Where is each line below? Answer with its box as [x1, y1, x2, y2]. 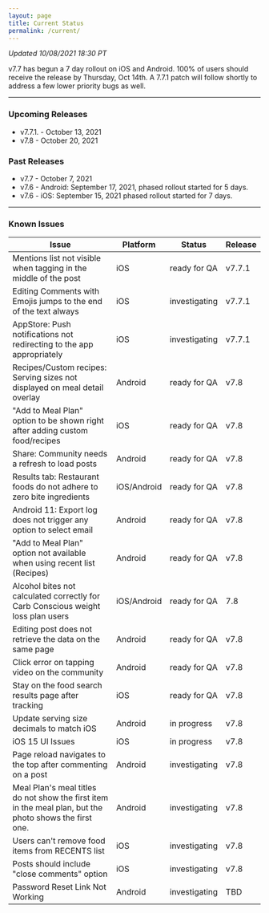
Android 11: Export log [12, 505, 98, 516]
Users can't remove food [12, 835, 106, 846]
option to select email [12, 525, 94, 536]
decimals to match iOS [12, 723, 98, 734]
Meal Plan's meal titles [12, 782, 97, 793]
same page [12, 643, 54, 655]
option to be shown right [12, 415, 104, 426]
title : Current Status [8, 19, 84, 27]
